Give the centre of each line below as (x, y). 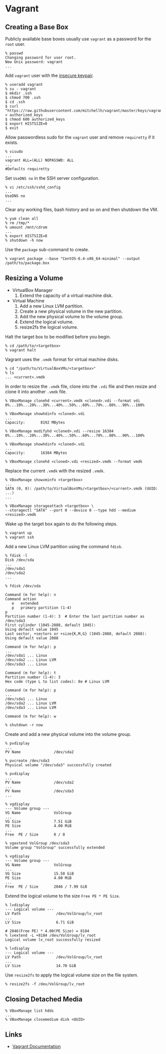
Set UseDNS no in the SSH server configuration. (52, 178)
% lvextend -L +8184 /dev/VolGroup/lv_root (51, 935)
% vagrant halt (21, 350)
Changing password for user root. (41, 58)
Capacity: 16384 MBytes (36, 453)
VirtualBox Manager (32, 290)
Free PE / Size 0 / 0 (35, 835)
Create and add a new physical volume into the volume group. (68, 734)
